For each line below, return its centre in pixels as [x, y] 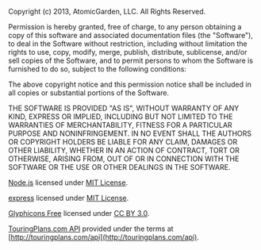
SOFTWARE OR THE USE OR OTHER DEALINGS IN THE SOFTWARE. [119, 167]
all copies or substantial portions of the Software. [88, 93]
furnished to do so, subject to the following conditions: [97, 69]
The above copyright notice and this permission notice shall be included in [130, 84]
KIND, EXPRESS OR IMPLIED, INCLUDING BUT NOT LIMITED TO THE [121, 117]
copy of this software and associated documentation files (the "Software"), [131, 35]
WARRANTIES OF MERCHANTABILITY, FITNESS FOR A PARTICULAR [120, 125]
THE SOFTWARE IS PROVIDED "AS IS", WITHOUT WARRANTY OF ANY [124, 108]
